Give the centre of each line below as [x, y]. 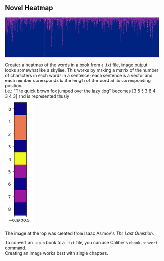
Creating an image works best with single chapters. [57, 253]
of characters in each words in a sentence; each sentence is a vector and [79, 76]
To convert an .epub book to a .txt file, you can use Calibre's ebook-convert [81, 243]
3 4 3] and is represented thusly [37, 96]
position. [14, 86]
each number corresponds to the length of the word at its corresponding [78, 80]
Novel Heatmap [29, 8]
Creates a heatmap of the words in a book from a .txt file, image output [76, 65]
